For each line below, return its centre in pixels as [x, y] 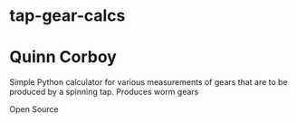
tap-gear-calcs [67, 16]
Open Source [34, 109]
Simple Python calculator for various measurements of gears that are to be [148, 82]
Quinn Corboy [63, 57]
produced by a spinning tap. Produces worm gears [104, 92]
